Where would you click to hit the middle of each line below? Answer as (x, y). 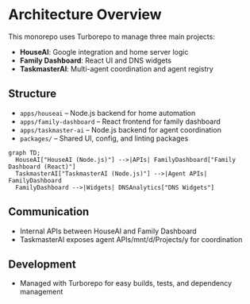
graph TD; (25, 152)
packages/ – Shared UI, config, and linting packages (104, 138)
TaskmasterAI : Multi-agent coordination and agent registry (117, 68)
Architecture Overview (85, 15)
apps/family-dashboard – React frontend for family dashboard (120, 121)
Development (42, 264)
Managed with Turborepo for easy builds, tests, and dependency (126, 283)
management (41, 292)
